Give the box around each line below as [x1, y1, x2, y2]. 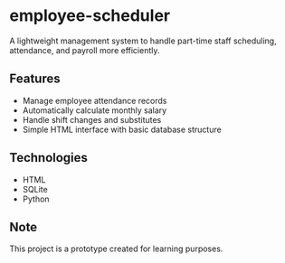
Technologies [9, 150, 89, 165]
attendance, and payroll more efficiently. [9, 44, 160, 55]
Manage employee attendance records [22, 95, 167, 106]
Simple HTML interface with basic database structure [22, 124, 222, 135]
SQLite [22, 183, 48, 194]
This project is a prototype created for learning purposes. [9, 243, 223, 254]
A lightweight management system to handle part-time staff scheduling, [9, 35, 278, 46]
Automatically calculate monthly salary [22, 105, 167, 116]
